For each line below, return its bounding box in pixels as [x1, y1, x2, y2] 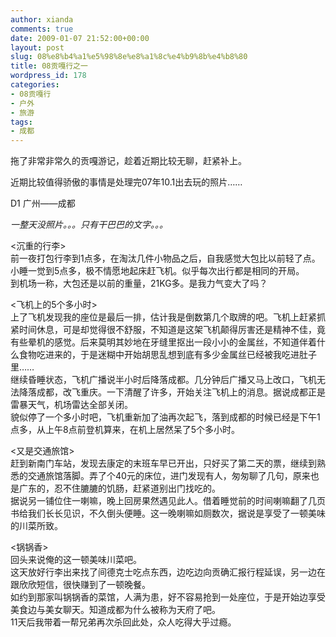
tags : [10, 117, 33, 127]
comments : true [10, 24, 74, 34]
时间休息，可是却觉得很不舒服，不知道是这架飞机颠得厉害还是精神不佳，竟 [18, 324, 326, 336]
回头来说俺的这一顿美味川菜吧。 [10, 554, 142, 566]
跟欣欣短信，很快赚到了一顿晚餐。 [10, 579, 151, 591]
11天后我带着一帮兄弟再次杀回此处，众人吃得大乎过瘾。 [10, 616, 237, 628]
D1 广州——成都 [10, 197, 76, 210]
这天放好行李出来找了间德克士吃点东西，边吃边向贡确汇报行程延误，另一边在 [10, 566, 326, 578]
